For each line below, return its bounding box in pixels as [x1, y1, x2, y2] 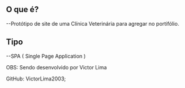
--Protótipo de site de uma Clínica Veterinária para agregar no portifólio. [6, 20, 180, 27]
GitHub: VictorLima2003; [6, 75, 66, 82]
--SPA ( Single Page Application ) [6, 52, 86, 59]
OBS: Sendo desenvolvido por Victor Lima [6, 64, 107, 71]
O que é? [6, 5, 39, 15]
